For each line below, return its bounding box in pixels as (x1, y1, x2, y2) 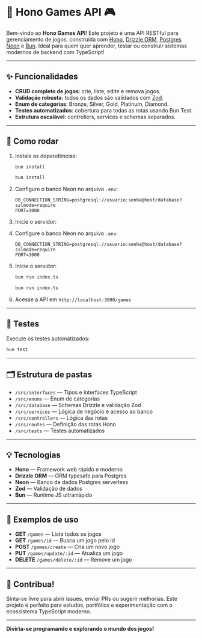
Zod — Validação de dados (14, 485, 83, 492)
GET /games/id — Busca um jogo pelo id (14, 537, 115, 544)
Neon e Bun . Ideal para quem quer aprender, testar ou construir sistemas (6, 42, 188, 49)
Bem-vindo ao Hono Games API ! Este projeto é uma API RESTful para (6, 29, 179, 37)
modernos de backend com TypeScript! (6, 48, 105, 55)
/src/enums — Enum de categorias (14, 395, 100, 402)
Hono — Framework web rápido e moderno (14, 466, 123, 473)
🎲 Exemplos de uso (6, 514, 79, 524)
